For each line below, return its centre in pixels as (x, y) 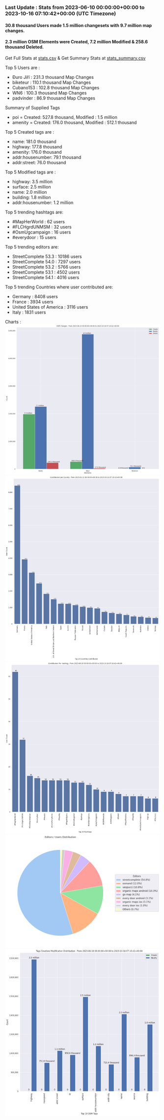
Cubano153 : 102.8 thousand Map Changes (56, 87)
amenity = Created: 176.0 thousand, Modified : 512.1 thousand (74, 122)
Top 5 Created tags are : (30, 132)
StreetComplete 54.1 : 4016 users (46, 277)
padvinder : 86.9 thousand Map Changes (54, 98)
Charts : (13, 321)
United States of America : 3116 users (50, 307)
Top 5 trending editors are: (32, 247)
